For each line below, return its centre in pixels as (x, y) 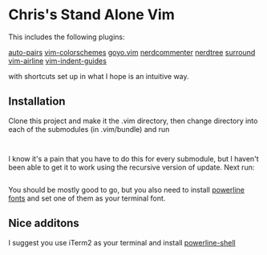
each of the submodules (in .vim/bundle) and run (89, 129)
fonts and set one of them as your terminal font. (87, 198)
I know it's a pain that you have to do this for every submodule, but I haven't (133, 158)
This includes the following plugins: (67, 37)
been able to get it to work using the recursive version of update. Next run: (131, 167)
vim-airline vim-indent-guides (57, 61)
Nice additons (44, 223)
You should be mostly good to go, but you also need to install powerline (126, 189)
